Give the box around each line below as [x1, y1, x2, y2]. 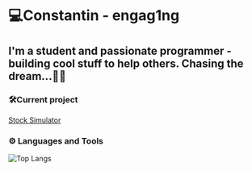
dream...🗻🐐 [8, 69, 66, 83]
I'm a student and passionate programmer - [8, 44, 232, 57]
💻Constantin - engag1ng [8, 6, 180, 25]
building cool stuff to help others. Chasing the [8, 56, 244, 70]
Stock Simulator [8, 115, 61, 125]
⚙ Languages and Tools [8, 135, 103, 146]
